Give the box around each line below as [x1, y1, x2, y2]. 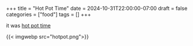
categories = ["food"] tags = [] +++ [6, 11, 91, 18]
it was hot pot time [6, 22, 51, 29]
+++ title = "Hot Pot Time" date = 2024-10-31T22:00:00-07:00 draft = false [6, 5, 188, 11]
